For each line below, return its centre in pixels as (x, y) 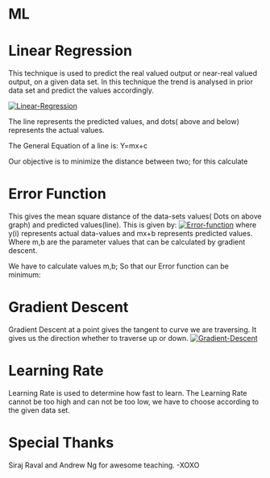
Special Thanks (61, 443)
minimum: (25, 275)
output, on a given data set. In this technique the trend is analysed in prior (131, 82)
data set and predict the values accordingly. (81, 90)
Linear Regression (71, 51)
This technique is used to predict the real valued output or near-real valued (133, 73)
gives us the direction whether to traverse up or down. (99, 338)
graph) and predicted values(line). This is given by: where (132, 225)
